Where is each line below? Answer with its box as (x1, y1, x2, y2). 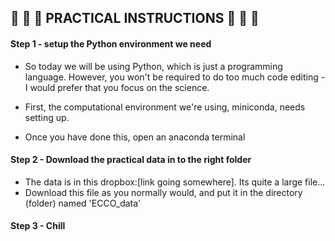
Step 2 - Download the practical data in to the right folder (10, 154, 252, 166)
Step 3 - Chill (10, 220, 66, 232)
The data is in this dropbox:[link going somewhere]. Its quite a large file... (24, 176, 326, 188)
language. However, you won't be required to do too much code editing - (24, 71, 326, 83)
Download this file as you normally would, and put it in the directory (24, 186, 303, 198)
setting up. (24, 111, 70, 123)
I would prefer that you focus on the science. (24, 81, 210, 93)
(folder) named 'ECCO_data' (24, 197, 142, 209)
